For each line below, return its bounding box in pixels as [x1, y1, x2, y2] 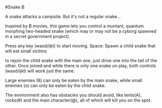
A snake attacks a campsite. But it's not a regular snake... [5, 14, 121, 19]
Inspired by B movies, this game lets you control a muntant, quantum [5, 23, 144, 29]
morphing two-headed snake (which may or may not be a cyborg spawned [5, 28, 157, 34]
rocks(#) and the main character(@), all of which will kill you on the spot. [5, 97, 152, 103]
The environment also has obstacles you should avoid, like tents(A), [5, 92, 142, 98]
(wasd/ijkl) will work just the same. [5, 68, 75, 74]
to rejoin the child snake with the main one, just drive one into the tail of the [5, 58, 157, 63]
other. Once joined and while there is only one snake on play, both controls [5, 63, 156, 68]
